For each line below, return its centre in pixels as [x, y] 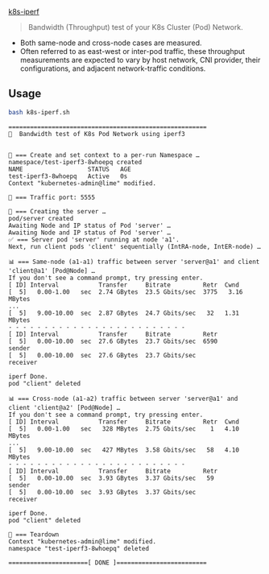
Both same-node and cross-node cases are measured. [111, 43]
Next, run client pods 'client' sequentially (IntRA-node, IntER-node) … [135, 246]
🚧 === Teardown [34, 535]
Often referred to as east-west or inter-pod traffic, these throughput [132, 51]
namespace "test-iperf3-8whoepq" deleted [79, 548]
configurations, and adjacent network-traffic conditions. [113, 68]
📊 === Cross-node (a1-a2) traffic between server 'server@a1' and [123, 398]
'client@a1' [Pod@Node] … [52, 270]
